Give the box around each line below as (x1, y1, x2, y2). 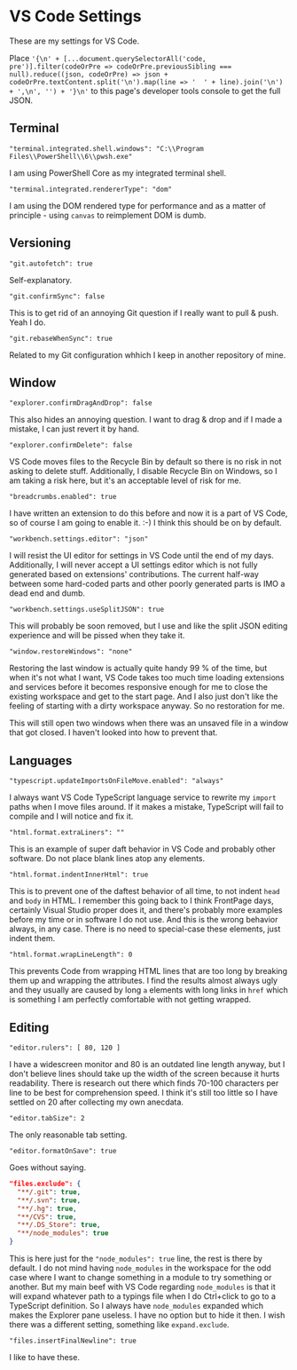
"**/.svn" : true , (17, 1196, 82, 1205)
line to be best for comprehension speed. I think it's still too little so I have (9, 1088, 278, 1097)
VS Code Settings (9, 6, 142, 27)
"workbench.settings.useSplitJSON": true (9, 606, 165, 614)
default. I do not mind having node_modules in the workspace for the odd (9, 1263, 272, 1273)
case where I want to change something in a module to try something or (9, 1272, 272, 1282)
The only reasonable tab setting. (9, 1129, 128, 1140)
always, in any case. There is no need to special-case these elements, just (9, 923, 281, 934)
